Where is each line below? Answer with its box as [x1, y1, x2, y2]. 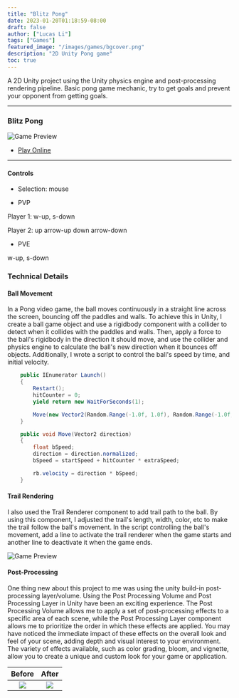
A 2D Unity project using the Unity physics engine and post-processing [7, 76, 216, 85]
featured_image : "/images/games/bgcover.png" [7, 43, 144, 51]
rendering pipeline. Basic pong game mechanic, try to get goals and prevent [7, 83, 230, 93]
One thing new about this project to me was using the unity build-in [7, 584, 205, 593]
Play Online [17, 146, 51, 155]
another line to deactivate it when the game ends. [7, 538, 153, 546]
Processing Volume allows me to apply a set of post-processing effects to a [7, 607, 229, 615]
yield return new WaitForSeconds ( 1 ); [33, 398, 144, 405]
